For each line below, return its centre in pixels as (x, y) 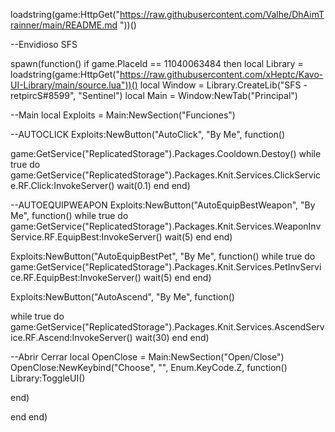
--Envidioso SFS (44, 44)
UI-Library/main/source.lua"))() (74, 85)
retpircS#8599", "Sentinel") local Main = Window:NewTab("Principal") (154, 95)
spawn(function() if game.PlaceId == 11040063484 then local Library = (157, 63)
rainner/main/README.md (64, 25)
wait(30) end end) (172, 337)
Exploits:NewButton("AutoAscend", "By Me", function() (122, 297)
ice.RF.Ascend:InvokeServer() (71, 337)
